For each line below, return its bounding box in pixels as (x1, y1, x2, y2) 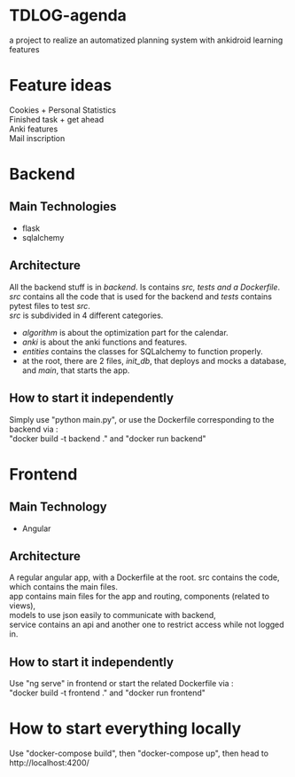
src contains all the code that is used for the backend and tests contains (9, 290, 273, 302)
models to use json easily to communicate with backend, (9, 610, 217, 621)
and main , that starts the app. (21, 365, 130, 376)
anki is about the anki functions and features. (21, 337, 188, 347)
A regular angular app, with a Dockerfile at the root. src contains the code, (9, 572, 280, 583)
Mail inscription (9, 132, 66, 143)
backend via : (9, 424, 58, 434)
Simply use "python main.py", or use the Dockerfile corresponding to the (9, 414, 275, 424)
